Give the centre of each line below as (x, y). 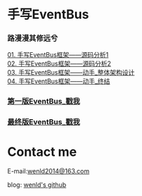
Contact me (42, 152)
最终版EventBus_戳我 (44, 122)
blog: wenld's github (37, 185)
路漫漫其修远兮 (33, 38)
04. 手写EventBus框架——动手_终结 (59, 81)
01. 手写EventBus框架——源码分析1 (58, 55)
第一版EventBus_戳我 (44, 102)
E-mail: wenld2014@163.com (49, 171)
